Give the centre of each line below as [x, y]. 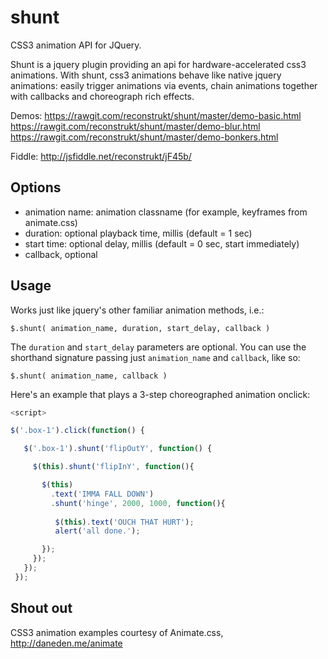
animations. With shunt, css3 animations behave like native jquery [146, 75]
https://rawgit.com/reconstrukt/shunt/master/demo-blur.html [135, 126]
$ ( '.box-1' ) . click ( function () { [77, 431]
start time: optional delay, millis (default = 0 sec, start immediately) [162, 243]
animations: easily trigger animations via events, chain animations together [164, 85]
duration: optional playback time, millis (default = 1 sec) [138, 233]
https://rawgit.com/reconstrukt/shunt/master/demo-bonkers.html [144, 137]
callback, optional [61, 254]
